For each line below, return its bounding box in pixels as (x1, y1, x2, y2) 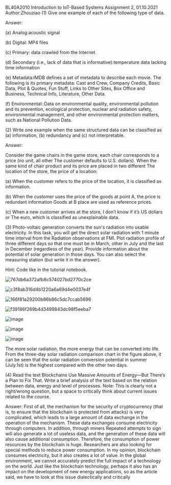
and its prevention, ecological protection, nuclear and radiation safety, (5, 106, 153, 112)
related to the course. (5, 394, 51, 400)
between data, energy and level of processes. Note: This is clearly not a (5, 383, 157, 389)
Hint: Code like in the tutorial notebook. (5, 266, 88, 273)
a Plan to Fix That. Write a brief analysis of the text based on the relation (5, 377, 157, 383)
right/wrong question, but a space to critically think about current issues (5, 388, 157, 394)
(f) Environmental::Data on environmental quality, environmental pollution (5, 101, 159, 107)
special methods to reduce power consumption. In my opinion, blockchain (5, 447, 161, 453)
